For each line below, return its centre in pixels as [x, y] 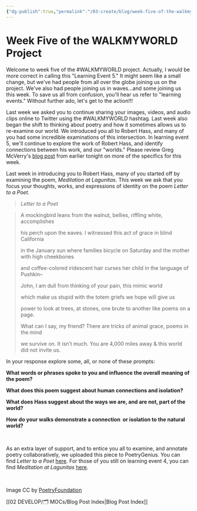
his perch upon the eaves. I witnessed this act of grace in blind [96, 232]
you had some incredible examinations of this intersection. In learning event [97, 137]
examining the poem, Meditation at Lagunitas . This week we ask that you [94, 179]
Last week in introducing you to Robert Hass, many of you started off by [93, 173]
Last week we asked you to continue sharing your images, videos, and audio [98, 112]
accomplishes [37, 221]
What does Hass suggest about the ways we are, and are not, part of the [96, 402]
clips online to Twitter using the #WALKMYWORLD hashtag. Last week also [97, 118]
